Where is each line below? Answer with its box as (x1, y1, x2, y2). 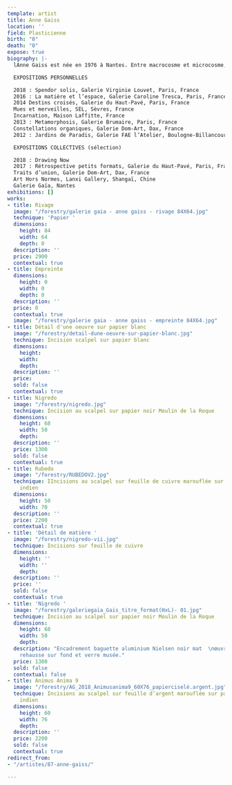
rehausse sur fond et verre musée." (19, 652, 126, 658)
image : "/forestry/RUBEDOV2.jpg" (13, 472, 110, 479)
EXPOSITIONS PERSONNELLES (13, 74, 88, 81)
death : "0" (7, 42, 39, 49)
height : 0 (19, 279, 48, 286)
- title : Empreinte (7, 266, 64, 273)
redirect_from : (7, 755, 51, 761)
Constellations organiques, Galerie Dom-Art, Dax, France (13, 125, 184, 132)
